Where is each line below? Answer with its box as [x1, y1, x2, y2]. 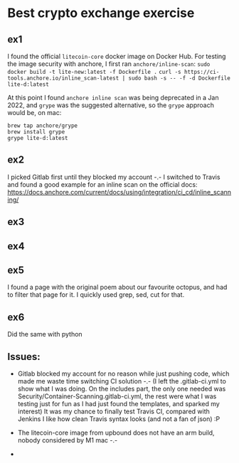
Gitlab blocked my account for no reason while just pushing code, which [17, 369, 230, 378]
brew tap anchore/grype [7, 122, 78, 129]
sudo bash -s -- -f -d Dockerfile [128, 75, 231, 82]
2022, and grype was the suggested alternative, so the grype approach [7, 101, 215, 109]
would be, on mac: [7, 109, 62, 116]
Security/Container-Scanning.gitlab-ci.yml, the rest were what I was [17, 392, 217, 401]
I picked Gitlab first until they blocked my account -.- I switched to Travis [7, 173, 221, 181]
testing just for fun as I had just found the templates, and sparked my [17, 400, 221, 408]
